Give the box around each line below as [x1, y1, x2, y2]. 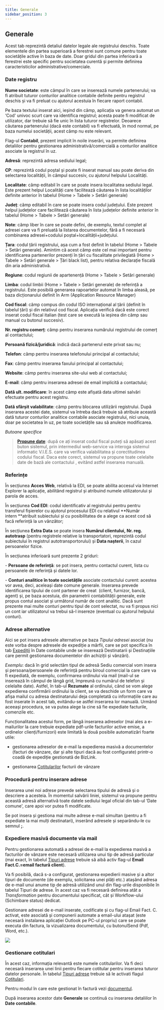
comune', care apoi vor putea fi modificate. [5, 803, 92, 809]
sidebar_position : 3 [5, 12, 47, 17]
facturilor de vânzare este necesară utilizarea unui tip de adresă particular [5, 851, 154, 857]
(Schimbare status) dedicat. [5, 897, 61, 903]
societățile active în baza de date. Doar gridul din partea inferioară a [5, 54, 142, 59]
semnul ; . [5, 823, 24, 829]
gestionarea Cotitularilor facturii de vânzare [12, 764, 100, 770]
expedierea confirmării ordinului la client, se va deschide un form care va [5, 688, 153, 694]
